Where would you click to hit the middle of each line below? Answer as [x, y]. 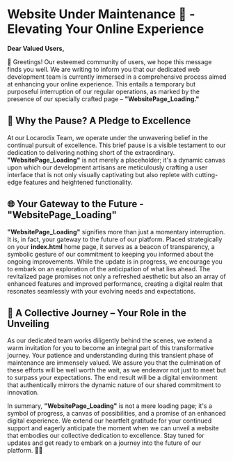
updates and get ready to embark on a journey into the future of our [104, 443]
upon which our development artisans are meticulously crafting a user [107, 167]
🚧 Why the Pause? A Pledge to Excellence [99, 121]
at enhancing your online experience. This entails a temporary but [102, 84]
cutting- [207, 174]
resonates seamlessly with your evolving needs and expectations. [102, 291]
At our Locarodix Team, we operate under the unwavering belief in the [108, 137]
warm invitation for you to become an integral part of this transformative [111, 348]
